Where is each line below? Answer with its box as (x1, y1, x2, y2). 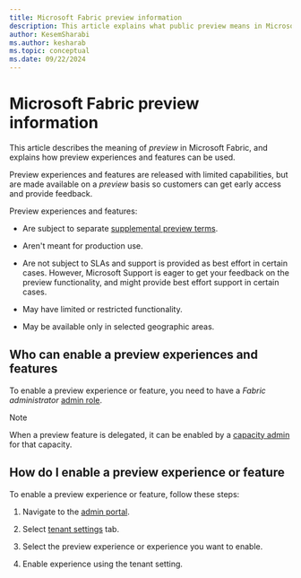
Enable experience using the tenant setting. (21, 558, 184, 569)
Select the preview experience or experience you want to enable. (21, 540, 263, 552)
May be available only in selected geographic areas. (21, 320, 215, 332)
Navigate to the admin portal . (21, 506, 130, 517)
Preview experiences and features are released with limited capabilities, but (9, 169, 288, 180)
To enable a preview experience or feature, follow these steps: (9, 488, 240, 499)
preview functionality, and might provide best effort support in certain (21, 276, 279, 287)
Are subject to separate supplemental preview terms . (21, 223, 219, 233)
